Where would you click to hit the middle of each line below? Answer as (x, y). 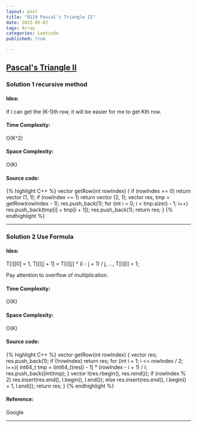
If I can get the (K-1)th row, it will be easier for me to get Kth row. (84, 112)
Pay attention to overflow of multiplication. (57, 275)
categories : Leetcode (33, 33)
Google (15, 412)
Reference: (20, 399)
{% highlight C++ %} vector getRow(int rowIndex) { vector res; (81, 354)
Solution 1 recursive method (47, 85)
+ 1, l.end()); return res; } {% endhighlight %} (60, 386)
